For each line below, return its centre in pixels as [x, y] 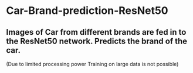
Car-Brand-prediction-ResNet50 [87, 11]
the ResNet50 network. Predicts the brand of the [97, 41]
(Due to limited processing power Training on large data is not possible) [92, 64]
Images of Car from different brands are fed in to [96, 32]
